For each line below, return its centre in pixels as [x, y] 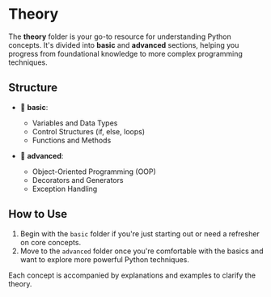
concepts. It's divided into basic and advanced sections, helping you [124, 45]
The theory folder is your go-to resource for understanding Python [120, 36]
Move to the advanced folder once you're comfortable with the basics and [142, 251]
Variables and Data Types [75, 123]
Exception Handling [65, 189]
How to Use [38, 214]
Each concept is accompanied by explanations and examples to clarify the [132, 275]
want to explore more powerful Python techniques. [105, 259]
